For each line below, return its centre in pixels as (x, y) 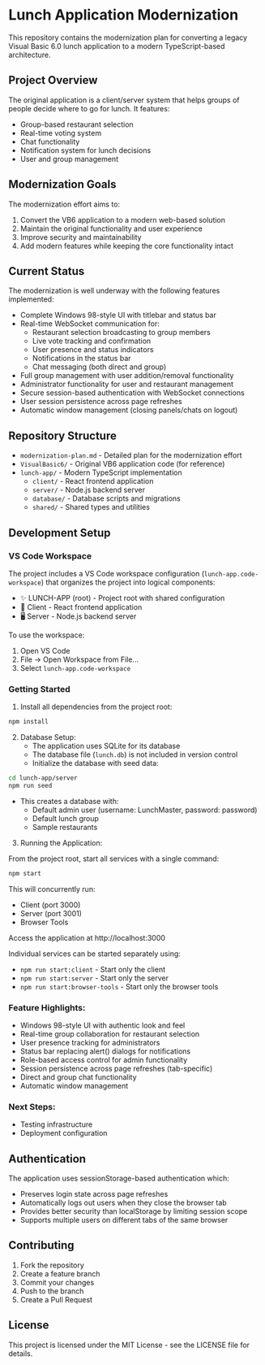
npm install (28, 722)
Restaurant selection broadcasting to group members (121, 333)
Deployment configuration (64, 1133)
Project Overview (53, 80)
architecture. (30, 54)
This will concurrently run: (52, 889)
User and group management (69, 159)
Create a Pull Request (56, 1299)
